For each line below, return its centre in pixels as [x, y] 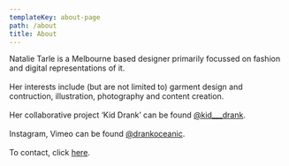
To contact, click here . [50, 153]
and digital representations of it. [67, 68]
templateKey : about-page [55, 17]
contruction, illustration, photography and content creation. [117, 96]
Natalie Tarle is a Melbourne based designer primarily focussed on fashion [145, 59]
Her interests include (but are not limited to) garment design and [126, 87]
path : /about [33, 26]
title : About [33, 34]
